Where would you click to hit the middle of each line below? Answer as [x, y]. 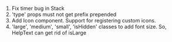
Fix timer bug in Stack [38, 8]
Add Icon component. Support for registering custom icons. [84, 20]
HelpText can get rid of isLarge [49, 33]
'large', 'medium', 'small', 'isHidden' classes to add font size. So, [89, 26]
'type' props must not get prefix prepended [64, 14]
